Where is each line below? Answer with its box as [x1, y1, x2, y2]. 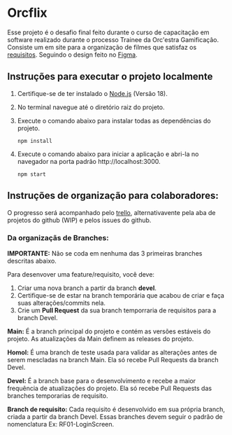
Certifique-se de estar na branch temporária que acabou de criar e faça [17, 291, 225, 299]
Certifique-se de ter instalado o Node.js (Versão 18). [17, 89, 168, 97]
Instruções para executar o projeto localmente [7, 71, 213, 83]
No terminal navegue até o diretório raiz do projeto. [17, 103, 165, 111]
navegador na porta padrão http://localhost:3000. [17, 157, 161, 165]
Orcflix [7, 5, 48, 21]
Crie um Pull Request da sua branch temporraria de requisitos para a [17, 306, 217, 315]
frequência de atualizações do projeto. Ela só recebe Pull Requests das [7, 384, 212, 392]
